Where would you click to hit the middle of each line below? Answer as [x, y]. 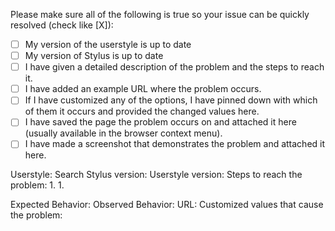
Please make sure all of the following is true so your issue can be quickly [160, 14]
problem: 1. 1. [37, 185]
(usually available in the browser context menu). [123, 133]
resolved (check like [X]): [62, 25]
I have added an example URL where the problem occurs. [143, 89]
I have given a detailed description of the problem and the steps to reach [174, 67]
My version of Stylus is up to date [94, 56]
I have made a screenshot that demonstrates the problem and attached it [175, 144]
